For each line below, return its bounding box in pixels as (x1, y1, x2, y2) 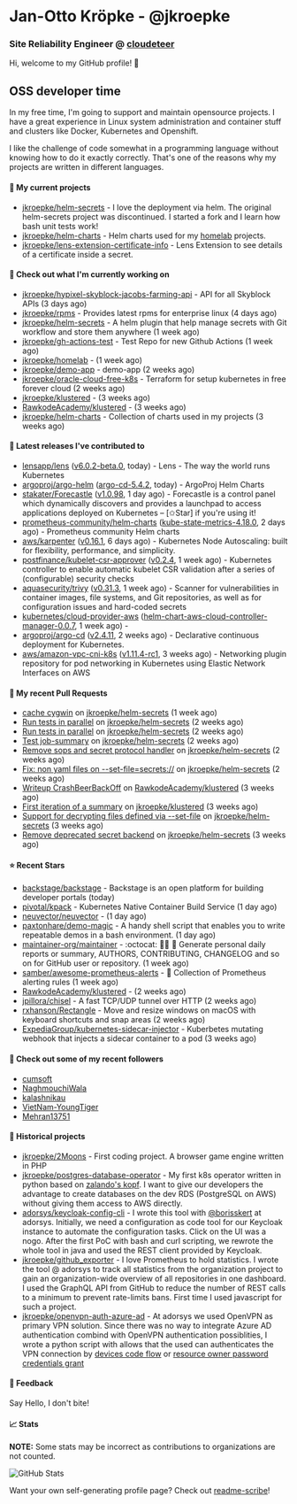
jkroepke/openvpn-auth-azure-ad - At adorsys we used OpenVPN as (21, 1310, 274, 1321)
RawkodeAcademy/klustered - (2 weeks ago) (21, 986, 187, 997)
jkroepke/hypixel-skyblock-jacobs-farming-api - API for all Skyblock (21, 289, 271, 299)
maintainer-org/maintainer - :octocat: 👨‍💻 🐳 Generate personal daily (21, 939, 267, 950)
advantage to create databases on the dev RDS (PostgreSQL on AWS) (21, 1188, 277, 1199)
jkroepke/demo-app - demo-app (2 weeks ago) (21, 364, 195, 374)
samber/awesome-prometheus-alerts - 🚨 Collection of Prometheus (21, 968, 267, 978)
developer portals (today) (21, 892, 115, 903)
